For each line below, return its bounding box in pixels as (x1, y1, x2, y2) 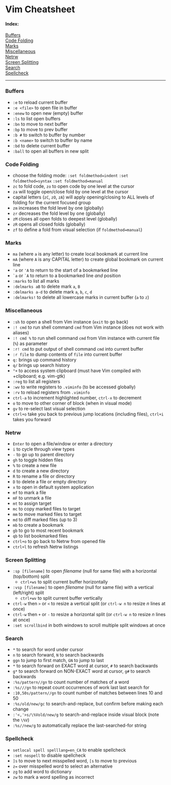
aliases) (12, 329, 30, 335)
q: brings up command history (12, 356, 77, 363)
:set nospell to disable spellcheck (12, 752, 86, 758)
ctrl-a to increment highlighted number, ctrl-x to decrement (12, 395, 141, 401)
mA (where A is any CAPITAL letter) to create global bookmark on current (12, 256, 163, 262)
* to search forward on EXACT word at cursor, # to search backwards (12, 663, 158, 669)
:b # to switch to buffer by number (12, 132, 85, 138)
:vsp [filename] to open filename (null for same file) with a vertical (12, 584, 154, 591)
